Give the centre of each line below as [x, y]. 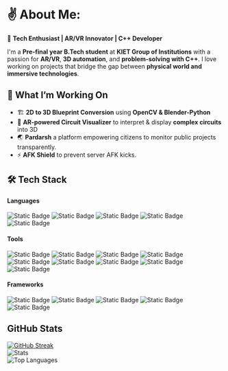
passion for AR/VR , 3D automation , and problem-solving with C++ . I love [112, 59]
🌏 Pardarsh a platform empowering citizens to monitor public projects [116, 137]
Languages [23, 201]
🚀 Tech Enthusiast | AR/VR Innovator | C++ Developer [85, 38]
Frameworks [25, 284]
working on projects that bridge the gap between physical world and [104, 66]
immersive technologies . [43, 74]
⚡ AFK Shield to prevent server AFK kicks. [77, 155]
